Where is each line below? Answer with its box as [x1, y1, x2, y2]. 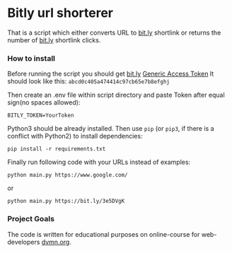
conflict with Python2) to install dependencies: [7, 132, 143, 141]
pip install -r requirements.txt [7, 146, 106, 153]
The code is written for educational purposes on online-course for [7, 230, 200, 238]
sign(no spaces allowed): [7, 98, 81, 107]
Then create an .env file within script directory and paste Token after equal [7, 90, 225, 100]
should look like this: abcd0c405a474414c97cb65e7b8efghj [7, 77, 170, 86]
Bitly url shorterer [7, 5, 113, 21]
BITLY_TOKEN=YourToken [7, 112, 74, 119]
